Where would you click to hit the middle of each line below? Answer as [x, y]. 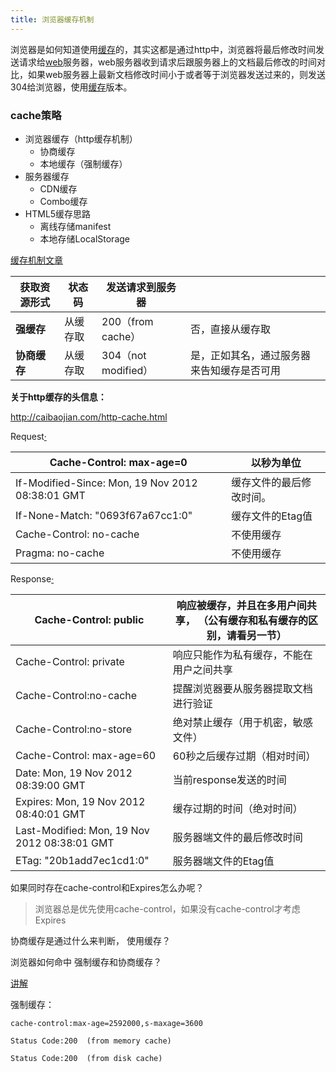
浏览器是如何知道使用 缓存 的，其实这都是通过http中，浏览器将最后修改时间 [163, 49]
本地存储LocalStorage [84, 238]
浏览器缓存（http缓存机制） [81, 138]
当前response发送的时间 [229, 779]
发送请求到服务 [141, 287]
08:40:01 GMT [50, 814]
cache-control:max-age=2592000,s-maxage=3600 [106, 1023]
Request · [28, 436]
